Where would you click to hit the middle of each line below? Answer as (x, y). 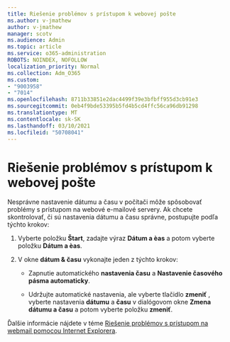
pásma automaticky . (59, 281)
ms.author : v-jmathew (39, 21)
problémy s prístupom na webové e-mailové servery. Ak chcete (100, 210)
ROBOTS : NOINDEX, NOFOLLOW (47, 60)
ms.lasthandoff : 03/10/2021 (49, 126)
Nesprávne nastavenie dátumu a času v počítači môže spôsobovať (105, 202)
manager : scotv (30, 34)
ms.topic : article (34, 47)
